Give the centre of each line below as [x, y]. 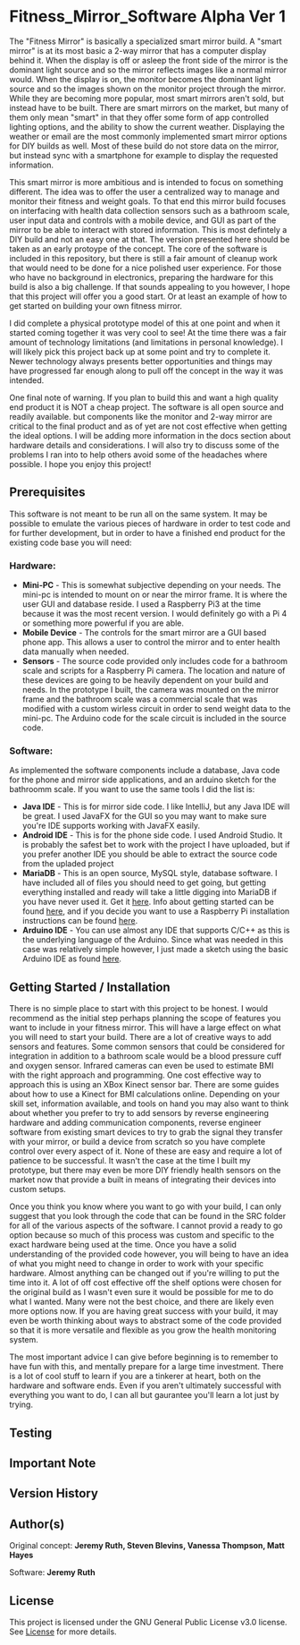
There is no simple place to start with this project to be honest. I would [138, 1009]
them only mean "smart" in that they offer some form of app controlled [139, 117]
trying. [21, 1405]
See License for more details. [63, 1632]
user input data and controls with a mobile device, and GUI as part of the [143, 220]
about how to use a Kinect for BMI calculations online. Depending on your [145, 1095]
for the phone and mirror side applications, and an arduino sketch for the [143, 780]
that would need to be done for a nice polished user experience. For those [146, 268]
